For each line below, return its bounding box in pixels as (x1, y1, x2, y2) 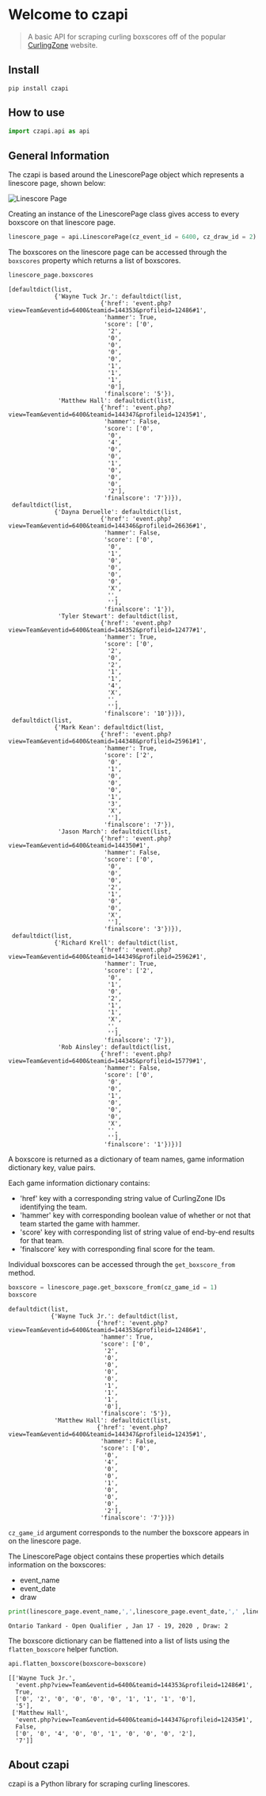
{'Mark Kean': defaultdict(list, (54, 724, 165, 732)
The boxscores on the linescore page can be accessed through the (8, 248, 227, 257)
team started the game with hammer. (19, 1219, 140, 1228)
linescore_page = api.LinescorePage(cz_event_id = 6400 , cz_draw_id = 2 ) (8, 233, 257, 241)
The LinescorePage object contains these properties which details (8, 1551, 224, 1561)
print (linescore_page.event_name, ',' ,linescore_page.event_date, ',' (8, 1607, 239, 1616)
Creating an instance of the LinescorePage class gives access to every (8, 209, 240, 219)
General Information (8, 149, 110, 162)
